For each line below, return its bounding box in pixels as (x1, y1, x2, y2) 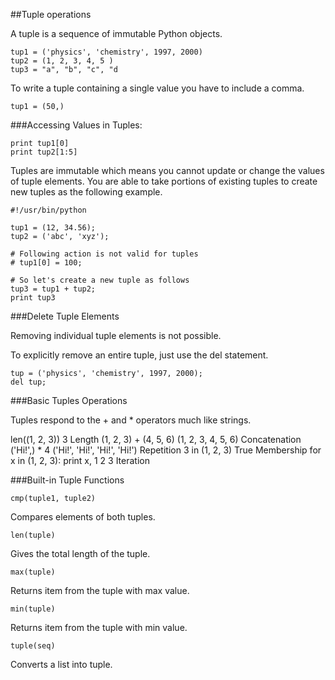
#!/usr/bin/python (10, 205, 87, 215)
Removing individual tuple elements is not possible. (10, 330, 222, 341)
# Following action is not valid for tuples (10, 249, 199, 259)
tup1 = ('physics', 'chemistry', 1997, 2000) (10, 47, 203, 57)
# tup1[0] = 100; (10, 258, 83, 268)
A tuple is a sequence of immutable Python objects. (10, 28, 223, 39)
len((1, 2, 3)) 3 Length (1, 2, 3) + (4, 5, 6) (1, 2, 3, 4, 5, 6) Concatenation (10, 434, 302, 445)
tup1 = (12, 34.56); (10, 223, 97, 233)
